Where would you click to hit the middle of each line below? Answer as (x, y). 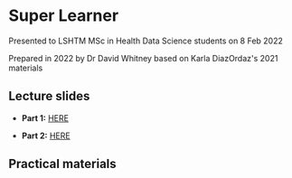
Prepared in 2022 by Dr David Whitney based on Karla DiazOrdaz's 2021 (143, 58)
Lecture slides (49, 96)
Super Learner (64, 16)
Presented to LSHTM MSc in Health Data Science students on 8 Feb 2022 (146, 41)
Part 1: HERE (45, 117)
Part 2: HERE (46, 136)
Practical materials (62, 164)
